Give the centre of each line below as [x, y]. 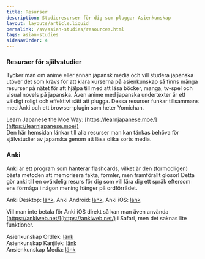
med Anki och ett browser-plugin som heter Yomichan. [75, 108]
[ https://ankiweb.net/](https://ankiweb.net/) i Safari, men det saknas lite [97, 218]
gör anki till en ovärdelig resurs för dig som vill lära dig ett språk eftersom [99, 181]
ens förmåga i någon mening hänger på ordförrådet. [72, 188]
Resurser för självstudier [44, 62]
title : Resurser [27, 12]
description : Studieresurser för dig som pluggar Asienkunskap [89, 18]
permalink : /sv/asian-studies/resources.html [65, 29]
